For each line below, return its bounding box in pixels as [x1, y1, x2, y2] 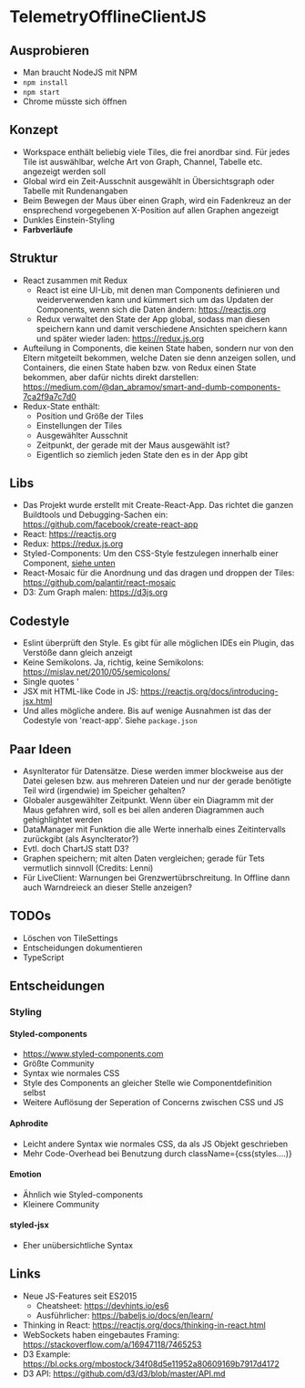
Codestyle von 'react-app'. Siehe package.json [22, 715, 198, 726]
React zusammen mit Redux [22, 274, 128, 285]
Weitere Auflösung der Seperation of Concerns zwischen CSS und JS [22, 1097, 284, 1108]
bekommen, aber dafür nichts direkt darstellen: [22, 371, 199, 382]
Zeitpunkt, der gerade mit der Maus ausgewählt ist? [36, 440, 230, 451]
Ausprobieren [9, 43, 89, 58]
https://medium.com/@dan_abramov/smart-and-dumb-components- [22, 381, 281, 392]
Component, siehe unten [22, 558, 116, 569]
